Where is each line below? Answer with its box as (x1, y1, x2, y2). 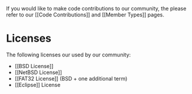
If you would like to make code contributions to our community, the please (6, 5, 187, 12)
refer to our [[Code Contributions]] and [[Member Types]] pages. (6, 11, 164, 18)
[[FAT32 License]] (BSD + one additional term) (14, 75, 128, 82)
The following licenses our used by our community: (6, 51, 131, 58)
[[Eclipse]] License (14, 81, 61, 88)
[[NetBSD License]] (14, 69, 62, 76)
